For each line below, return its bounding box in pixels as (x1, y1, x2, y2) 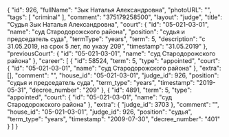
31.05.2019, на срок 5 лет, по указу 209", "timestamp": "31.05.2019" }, (7, 42, 208, 50)
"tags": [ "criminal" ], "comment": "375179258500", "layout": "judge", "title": (7, 13, 222, 21)
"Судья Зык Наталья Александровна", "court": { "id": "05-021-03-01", (7, 21, 210, 28)
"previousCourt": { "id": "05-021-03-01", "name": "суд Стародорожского (7, 49, 216, 58)
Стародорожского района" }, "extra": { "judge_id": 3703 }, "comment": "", (7, 101, 220, 108)
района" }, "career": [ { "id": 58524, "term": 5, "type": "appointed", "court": (7, 57, 220, 64)
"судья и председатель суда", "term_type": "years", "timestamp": (7, 79, 195, 86)
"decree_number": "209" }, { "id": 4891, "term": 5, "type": (29, 86, 193, 94)
